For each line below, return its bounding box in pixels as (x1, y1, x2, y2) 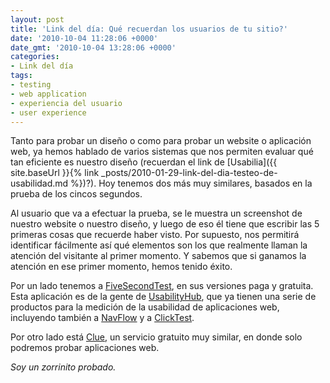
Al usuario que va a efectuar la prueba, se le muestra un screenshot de (10, 207, 303, 220)
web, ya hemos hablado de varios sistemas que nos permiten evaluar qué (10, 146, 314, 158)
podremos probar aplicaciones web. (10, 342, 160, 354)
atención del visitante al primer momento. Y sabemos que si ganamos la (10, 250, 307, 262)
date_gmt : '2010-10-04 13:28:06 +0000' (10, 42, 177, 53)
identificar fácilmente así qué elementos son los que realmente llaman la (10, 239, 308, 251)
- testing (10, 80, 52, 90)
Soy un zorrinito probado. (10, 361, 117, 373)
